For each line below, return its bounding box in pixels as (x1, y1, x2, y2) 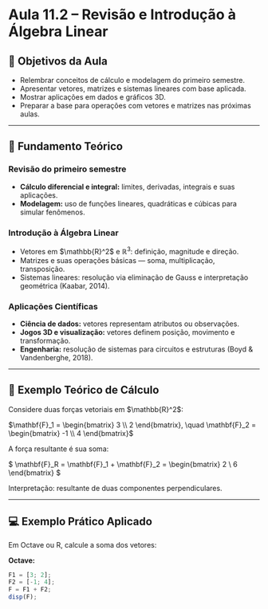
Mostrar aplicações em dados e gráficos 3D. (19, 92, 166, 101)
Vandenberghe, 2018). (19, 352, 93, 362)
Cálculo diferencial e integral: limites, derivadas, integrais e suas (19, 182, 235, 191)
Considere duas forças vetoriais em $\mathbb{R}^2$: (8, 404, 183, 414)
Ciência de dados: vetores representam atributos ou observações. (19, 319, 239, 328)
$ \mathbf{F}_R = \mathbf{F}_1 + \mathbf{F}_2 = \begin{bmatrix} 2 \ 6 (8, 459, 238, 469)
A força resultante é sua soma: (8, 444, 109, 454)
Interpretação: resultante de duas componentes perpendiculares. (8, 483, 223, 493)
